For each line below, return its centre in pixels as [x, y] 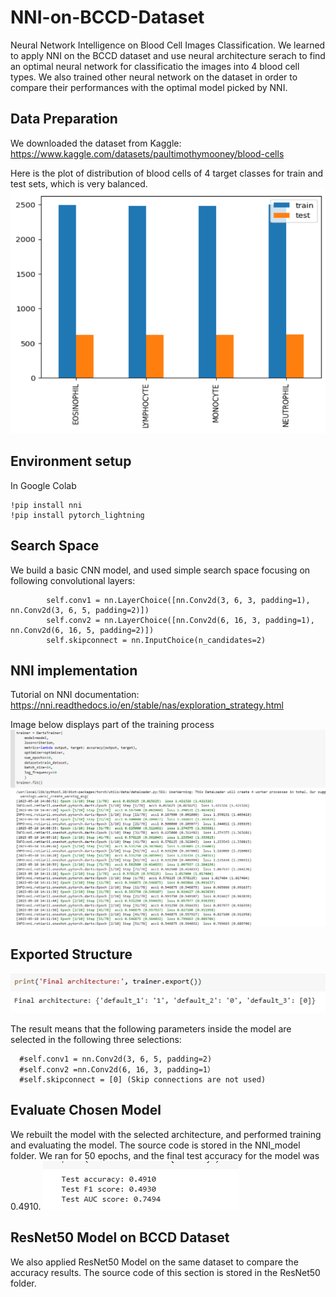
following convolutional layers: [73, 580]
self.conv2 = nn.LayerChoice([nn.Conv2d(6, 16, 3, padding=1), [180, 620]
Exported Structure [71, 954]
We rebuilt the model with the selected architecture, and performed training [166, 1134]
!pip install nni [46, 505]
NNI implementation [74, 671]
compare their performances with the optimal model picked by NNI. [149, 87]
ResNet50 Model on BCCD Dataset [120, 1237]
